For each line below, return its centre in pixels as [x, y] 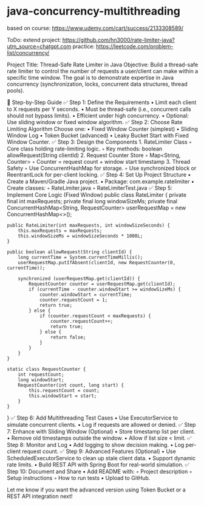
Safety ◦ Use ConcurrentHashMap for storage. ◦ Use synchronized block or [102, 168]
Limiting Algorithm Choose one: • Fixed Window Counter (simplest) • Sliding [102, 128]
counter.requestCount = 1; [73, 300]
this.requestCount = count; [64, 390]
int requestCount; [41, 374]
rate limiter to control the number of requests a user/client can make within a [103, 71]
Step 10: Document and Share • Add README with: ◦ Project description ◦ [100, 471]
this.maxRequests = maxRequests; [60, 230]
